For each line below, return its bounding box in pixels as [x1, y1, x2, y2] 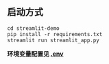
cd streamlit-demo [7, 25, 60, 32]
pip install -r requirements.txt [7, 31, 103, 37]
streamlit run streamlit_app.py [7, 37, 99, 44]
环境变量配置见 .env [7, 50, 64, 58]
